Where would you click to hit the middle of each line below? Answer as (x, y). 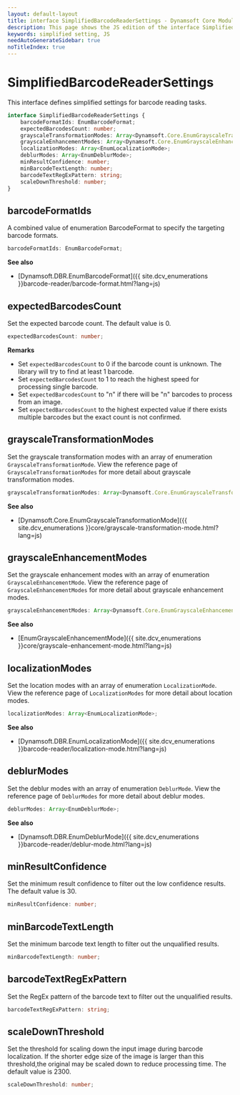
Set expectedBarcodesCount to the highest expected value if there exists (122, 409)
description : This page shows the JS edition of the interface (104, 27)
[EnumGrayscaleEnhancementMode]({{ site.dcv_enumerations (109, 638)
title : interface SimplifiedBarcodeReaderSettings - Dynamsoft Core (111, 21)
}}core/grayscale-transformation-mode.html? (152, 527)
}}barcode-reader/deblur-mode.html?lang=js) (85, 844)
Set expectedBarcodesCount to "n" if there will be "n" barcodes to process (125, 394)
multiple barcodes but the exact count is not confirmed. (100, 417)
